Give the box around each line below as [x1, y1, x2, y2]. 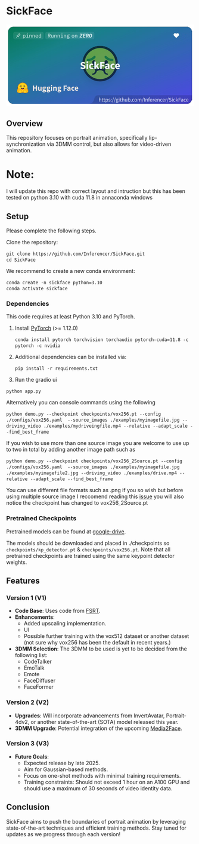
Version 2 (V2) [6, 698, 49, 707]
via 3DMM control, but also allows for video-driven [46, 140, 172, 148]
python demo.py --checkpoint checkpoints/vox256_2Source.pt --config [6, 458, 183, 464]
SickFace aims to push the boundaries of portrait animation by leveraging [6, 818, 186, 825]
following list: [14, 652, 48, 659]
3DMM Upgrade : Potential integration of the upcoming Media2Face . [14, 725, 183, 732]
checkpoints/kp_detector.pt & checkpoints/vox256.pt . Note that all [6, 545, 171, 553]
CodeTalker [23, 658, 52, 665]
